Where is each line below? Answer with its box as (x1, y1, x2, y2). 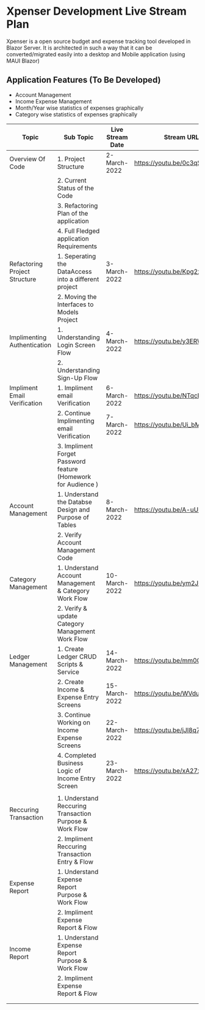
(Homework (57, 472, 92, 481)
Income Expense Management (15, 97, 92, 105)
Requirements (57, 242, 98, 251)
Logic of (57, 766, 81, 775)
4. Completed (57, 751, 96, 759)
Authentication (9, 341, 52, 349)
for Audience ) (57, 480, 99, 488)
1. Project (57, 154, 85, 163)
